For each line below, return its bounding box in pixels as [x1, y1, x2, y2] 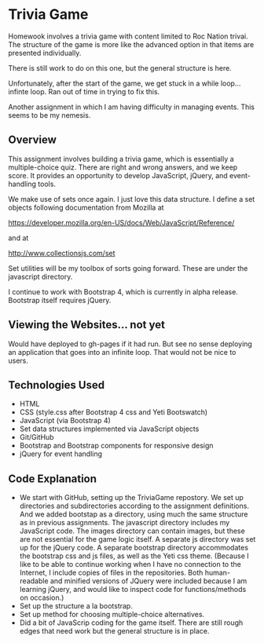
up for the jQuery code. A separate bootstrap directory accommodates [19, 543, 249, 553]
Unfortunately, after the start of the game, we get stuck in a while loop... [8, 79, 241, 88]
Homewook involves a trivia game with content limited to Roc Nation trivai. [8, 31, 249, 41]
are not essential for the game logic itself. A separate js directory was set [19, 535, 256, 544]
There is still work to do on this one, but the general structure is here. [8, 63, 232, 72]
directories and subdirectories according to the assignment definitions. [19, 501, 250, 511]
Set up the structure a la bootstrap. [19, 601, 134, 611]
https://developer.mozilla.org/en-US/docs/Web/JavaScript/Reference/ [8, 217, 235, 227]
